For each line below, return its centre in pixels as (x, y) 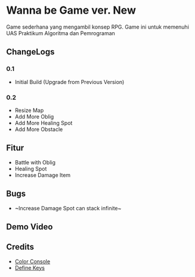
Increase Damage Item (43, 175)
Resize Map (29, 110)
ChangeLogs (30, 52)
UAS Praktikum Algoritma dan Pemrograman (61, 33)
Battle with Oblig (35, 162)
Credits (20, 247)
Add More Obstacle (39, 129)
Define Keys (30, 267)
